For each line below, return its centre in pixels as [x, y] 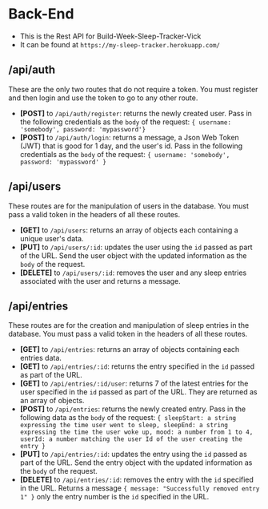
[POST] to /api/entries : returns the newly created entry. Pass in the [133, 409]
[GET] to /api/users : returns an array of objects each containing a [129, 230]
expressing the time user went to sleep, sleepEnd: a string [124, 426]
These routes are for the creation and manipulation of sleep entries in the [129, 325]
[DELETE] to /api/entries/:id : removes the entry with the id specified [137, 480]
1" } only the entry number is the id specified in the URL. [114, 497]
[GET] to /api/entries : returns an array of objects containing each [130, 349]
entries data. [41, 358]
